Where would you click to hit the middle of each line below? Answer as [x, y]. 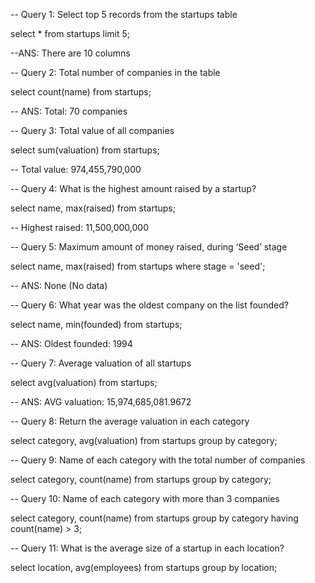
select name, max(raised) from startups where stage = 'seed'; [138, 266]
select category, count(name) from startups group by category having [154, 518]
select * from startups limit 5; [70, 33]
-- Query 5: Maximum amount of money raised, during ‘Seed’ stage [149, 247]
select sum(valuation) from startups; [85, 150]
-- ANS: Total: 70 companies [69, 111]
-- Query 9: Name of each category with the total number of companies [158, 460]
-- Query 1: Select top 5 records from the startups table [124, 14]
